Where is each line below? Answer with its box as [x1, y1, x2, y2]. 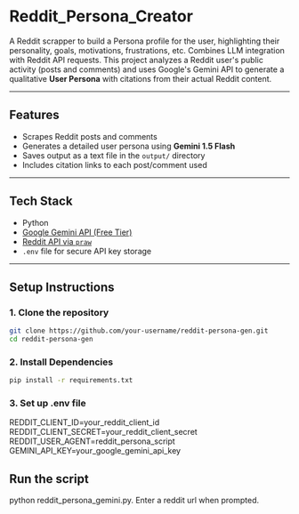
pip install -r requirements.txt [9, 376, 133, 385]
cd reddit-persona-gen [9, 335, 93, 344]
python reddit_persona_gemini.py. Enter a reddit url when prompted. [9, 495, 260, 506]
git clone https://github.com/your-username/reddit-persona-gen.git [9, 326, 269, 335]
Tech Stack [9, 194, 73, 209]
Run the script [9, 471, 89, 486]
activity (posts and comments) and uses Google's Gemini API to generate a [9, 64, 285, 75]
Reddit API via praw [21, 236, 92, 246]
